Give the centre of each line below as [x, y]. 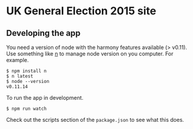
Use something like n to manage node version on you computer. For [90, 54]
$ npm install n [26, 71]
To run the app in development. [45, 98]
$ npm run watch [26, 109]
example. [17, 60]
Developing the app [43, 33]
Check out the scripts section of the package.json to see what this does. [95, 120]
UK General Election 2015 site [81, 11]
